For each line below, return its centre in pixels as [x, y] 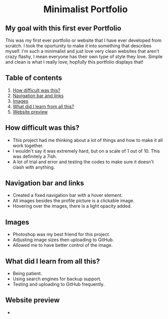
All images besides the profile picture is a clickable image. [74, 201]
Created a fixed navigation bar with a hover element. [68, 195]
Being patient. [27, 274]
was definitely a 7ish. [35, 156]
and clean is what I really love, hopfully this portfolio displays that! [74, 62]
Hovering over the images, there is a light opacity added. [72, 206]
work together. [28, 146]
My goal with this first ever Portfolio [63, 28]
